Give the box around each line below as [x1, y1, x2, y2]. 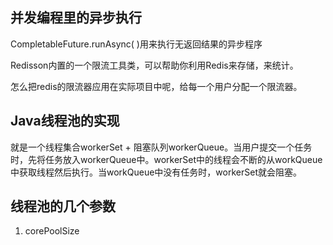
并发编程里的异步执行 [10, 9, 142, 27]
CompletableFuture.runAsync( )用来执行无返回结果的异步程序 [10, 38, 263, 50]
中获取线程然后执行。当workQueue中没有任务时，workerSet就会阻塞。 [10, 166, 302, 178]
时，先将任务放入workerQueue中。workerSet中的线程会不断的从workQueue [10, 153, 323, 165]
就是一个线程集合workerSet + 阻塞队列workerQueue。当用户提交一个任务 [10, 141, 313, 153]
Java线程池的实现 [10, 113, 120, 130]
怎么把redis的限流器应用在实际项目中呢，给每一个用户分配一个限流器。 [10, 80, 303, 92]
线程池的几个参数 [10, 198, 116, 215]
